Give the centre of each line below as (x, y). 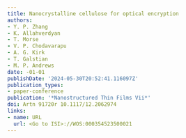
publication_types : (36, 85)
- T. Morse (23, 40)
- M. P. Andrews (31, 66)
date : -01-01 (26, 72)
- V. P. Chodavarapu (37, 46)
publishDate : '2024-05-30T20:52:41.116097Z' (73, 78)
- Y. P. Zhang (28, 26)
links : (17, 111)
